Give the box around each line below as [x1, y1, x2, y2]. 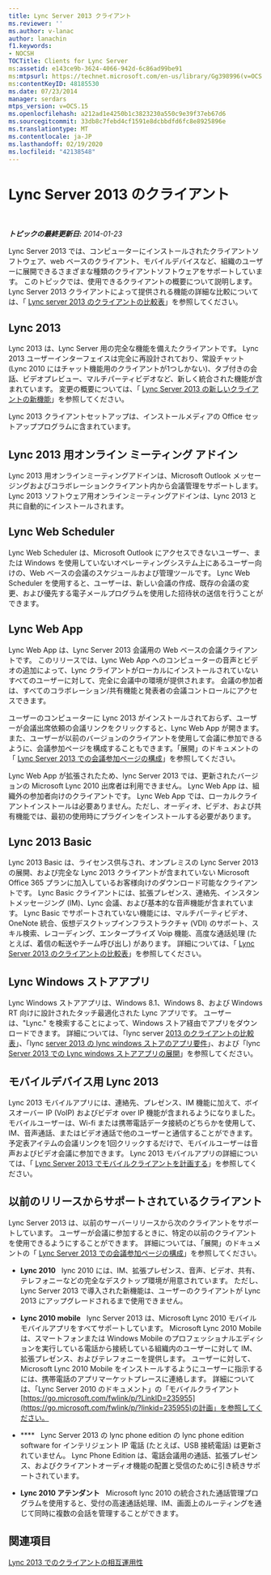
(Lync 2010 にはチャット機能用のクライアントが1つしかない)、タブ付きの [8, 364, 251, 374]
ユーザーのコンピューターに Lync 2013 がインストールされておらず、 [8, 713, 236, 723]
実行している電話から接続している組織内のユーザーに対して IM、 [41, 1343, 257, 1353]
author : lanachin [8, 34, 67, 43]
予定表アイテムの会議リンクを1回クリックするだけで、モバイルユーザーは [8, 1139, 252, 1148]
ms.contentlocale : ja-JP [8, 132, 92, 140]
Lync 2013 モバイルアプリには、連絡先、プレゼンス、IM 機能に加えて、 [8, 1098, 245, 1107]
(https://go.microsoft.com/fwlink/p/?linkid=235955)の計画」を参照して [19, 1402, 256, 1412]
